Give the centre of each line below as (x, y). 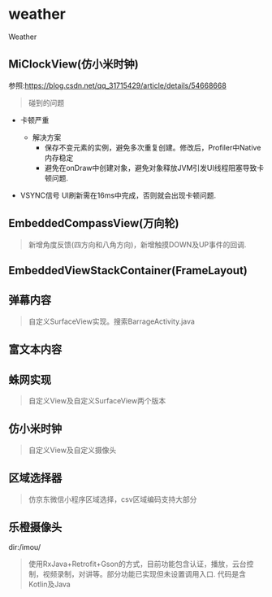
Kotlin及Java (49, 584)
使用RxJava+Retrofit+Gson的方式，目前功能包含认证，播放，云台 (137, 564)
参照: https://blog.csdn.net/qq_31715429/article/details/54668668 (118, 85)
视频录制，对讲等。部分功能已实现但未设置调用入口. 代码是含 (144, 574)
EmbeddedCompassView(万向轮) (94, 223)
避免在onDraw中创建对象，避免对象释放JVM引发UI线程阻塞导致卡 (154, 168)
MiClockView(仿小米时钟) (74, 65)
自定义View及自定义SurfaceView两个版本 (97, 400)
